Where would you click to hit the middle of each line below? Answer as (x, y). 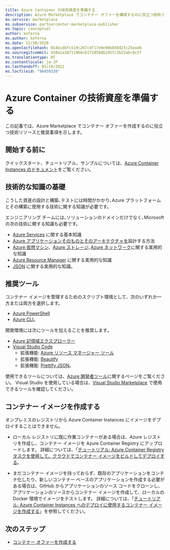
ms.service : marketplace (31, 19)
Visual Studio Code (33, 347)
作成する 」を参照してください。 (55, 511)
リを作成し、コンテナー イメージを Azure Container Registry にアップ (85, 443)
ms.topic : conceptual (28, 29)
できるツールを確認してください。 (41, 389)
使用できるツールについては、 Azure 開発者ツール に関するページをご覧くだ (83, 376)
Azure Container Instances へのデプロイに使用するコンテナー (84, 505)
